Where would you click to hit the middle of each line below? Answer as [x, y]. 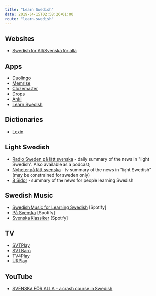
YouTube [19, 277]
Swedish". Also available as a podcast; [51, 164]
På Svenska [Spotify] [33, 213]
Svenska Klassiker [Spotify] [40, 218]
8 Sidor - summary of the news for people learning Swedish [73, 180]
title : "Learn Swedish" [30, 10]
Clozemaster [25, 89]
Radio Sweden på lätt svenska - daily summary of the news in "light [80, 159]
